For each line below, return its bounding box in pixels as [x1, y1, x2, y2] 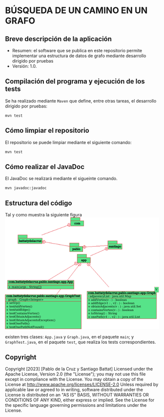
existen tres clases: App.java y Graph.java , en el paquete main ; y [5, 334, 134, 339]
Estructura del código [5, 199, 72, 207]
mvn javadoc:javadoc [5, 186, 47, 190]
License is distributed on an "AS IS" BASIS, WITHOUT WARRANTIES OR [5, 392, 149, 398]
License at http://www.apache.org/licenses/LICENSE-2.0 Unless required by [5, 381, 159, 388]
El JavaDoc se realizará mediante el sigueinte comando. [5, 176, 118, 182]
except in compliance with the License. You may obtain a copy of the [5, 376, 143, 382]
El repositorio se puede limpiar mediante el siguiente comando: [5, 139, 132, 145]
